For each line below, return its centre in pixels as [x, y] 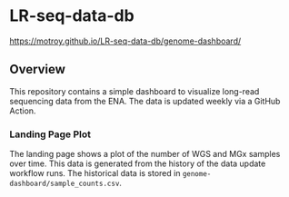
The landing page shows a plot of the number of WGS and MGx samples [145, 154]
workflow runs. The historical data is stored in [95, 173]
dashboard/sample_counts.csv [65, 184]
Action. [23, 111]
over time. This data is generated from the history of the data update [138, 163]
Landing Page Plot [50, 134]
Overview [38, 69]
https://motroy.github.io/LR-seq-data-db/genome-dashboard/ [125, 41]
